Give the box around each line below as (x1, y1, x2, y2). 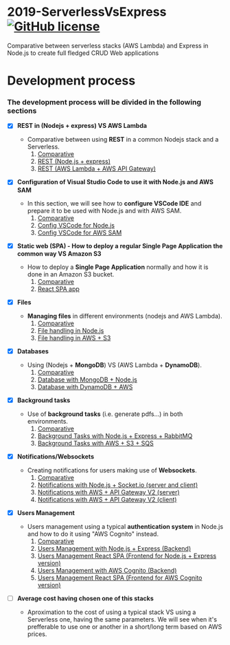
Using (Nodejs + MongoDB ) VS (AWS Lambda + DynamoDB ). (27, 360, 203, 369)
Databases (16, 347, 49, 355)
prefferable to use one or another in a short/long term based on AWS (27, 622, 222, 631)
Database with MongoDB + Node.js (37, 375, 137, 384)
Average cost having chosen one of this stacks (16, 594, 154, 602)
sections (7, 106, 37, 116)
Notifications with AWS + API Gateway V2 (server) (37, 488, 180, 496)
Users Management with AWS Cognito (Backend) (37, 566, 177, 574)
